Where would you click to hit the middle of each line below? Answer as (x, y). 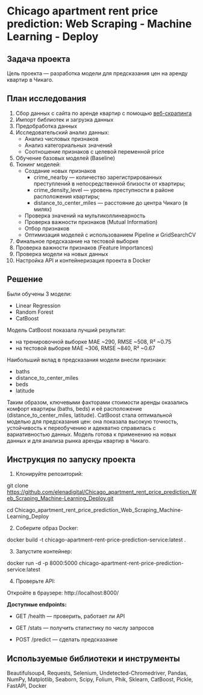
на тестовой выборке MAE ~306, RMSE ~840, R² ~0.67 (85, 348)
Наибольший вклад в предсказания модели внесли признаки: (87, 360)
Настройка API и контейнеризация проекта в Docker (83, 260)
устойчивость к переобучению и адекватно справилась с (81, 428)
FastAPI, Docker (27, 686)
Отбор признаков (47, 228)
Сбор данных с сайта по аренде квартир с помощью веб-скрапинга (104, 113)
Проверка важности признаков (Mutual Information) (91, 222)
